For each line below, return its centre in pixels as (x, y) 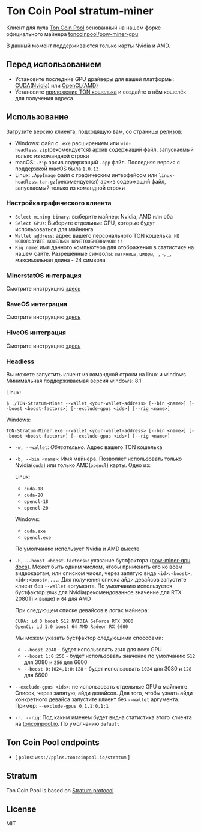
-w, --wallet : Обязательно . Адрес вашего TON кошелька (88, 447)
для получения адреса (44, 98)
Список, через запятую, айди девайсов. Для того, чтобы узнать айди (104, 693)
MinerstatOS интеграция (44, 276)
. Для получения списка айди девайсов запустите (122, 580)
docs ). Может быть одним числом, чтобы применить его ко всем (99, 567)
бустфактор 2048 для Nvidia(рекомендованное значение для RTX (98, 592)
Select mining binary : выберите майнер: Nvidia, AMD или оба (94, 216)
